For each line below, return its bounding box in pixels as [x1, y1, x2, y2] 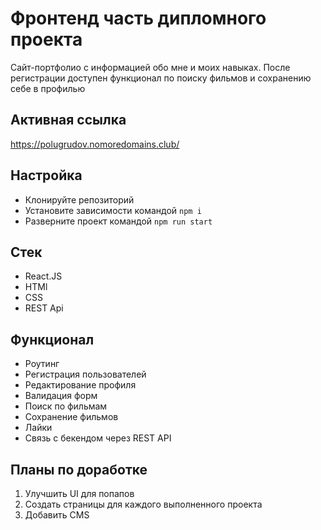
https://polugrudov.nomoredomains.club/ [10, 138, 180, 150]
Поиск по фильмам [24, 400, 108, 412]
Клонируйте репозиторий [24, 193, 135, 206]
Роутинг [24, 358, 60, 370]
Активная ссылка [10, 112, 127, 129]
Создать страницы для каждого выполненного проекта [24, 498, 263, 510]
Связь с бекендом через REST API [24, 432, 172, 444]
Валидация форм [24, 390, 98, 402]
